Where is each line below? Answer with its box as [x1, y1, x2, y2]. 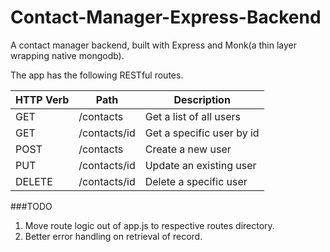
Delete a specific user [144, 174, 248, 188]
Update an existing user [144, 158, 257, 172]
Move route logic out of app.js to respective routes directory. [24, 219, 275, 231]
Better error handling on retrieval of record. [24, 230, 203, 242]
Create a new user [144, 142, 232, 156]
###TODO [10, 200, 53, 212]
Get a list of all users [144, 109, 242, 123]
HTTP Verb [15, 92, 70, 106]
